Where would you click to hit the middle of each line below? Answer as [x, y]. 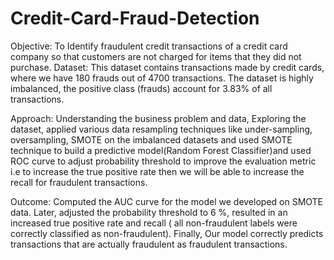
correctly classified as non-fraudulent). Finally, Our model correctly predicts [167, 233]
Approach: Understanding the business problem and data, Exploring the [158, 118]
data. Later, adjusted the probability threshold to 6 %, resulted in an [149, 212]
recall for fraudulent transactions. [79, 182]
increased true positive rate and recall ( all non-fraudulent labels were [154, 223]
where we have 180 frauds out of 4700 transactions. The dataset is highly [162, 78]
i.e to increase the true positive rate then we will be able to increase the [157, 171]
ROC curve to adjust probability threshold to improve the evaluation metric [163, 161]
